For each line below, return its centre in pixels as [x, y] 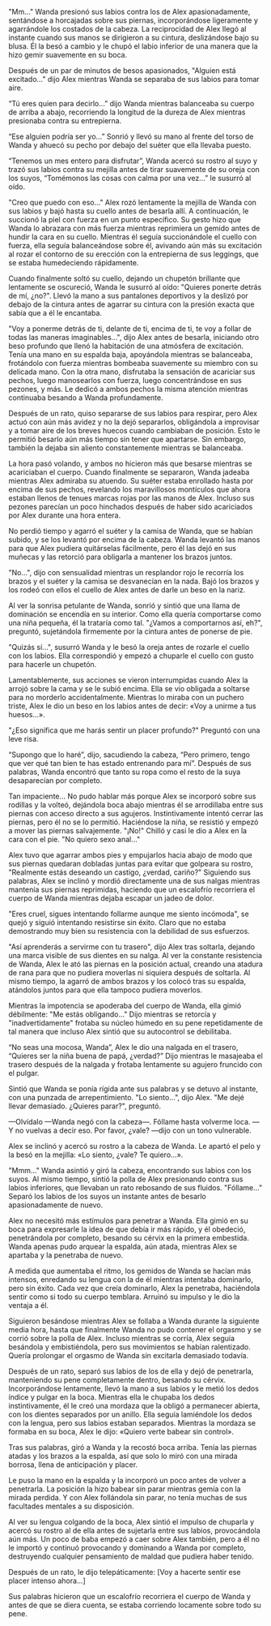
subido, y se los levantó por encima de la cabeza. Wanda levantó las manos [134, 540]
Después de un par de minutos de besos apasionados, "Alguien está [122, 71]
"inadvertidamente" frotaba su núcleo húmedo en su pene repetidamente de [135, 1023]
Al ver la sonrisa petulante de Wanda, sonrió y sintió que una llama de [125, 605]
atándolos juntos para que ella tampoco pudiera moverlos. [106, 990]
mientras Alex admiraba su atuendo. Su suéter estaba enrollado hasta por [131, 481]
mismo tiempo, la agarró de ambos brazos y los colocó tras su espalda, [127, 981]
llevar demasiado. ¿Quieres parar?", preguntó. [85, 1106]
